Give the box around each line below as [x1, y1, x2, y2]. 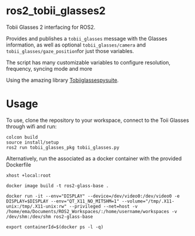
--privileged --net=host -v [69, 203, 138, 210]
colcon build [6, 134, 38, 140]
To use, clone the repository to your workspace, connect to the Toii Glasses [6, 117, 189, 124]
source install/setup [6, 139, 59, 145]
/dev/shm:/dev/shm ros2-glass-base [6, 214, 93, 220]
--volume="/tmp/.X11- [121, 198, 175, 204]
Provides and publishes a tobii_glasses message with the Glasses [6, 35, 167, 42]
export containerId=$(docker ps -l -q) [6, 224, 104, 230]
